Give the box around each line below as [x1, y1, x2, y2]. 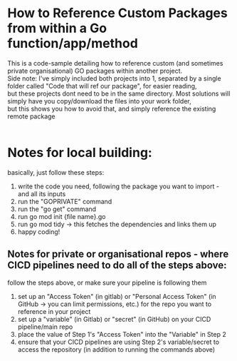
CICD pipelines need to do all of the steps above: [7, 259, 227, 272]
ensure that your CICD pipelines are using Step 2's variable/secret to [17, 337, 219, 346]
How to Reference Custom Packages [7, 5, 228, 21]
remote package [7, 112, 56, 121]
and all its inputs [17, 189, 66, 198]
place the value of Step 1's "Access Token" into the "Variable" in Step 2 [17, 330, 226, 338]
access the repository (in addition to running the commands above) [17, 345, 216, 354]
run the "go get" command [17, 205, 97, 213]
